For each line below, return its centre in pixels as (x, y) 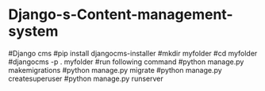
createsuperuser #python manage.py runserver (86, 78)
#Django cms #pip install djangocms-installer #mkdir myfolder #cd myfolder (133, 53)
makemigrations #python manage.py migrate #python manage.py (115, 70)
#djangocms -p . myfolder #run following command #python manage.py (126, 62)
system (33, 31)
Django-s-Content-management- (121, 15)
